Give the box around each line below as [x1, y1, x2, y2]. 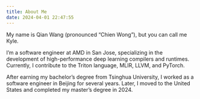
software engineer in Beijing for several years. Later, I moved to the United [6, 79, 191, 87]
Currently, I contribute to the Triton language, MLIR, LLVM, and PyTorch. [6, 61, 185, 69]
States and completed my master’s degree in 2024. [6, 86, 133, 93]
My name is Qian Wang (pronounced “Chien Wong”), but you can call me [6, 31, 187, 38]
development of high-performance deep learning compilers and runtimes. [6, 55, 190, 62]
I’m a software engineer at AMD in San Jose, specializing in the [6, 49, 163, 56]
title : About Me [6, 8, 47, 15]
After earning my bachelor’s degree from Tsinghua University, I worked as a [6, 73, 194, 80]
